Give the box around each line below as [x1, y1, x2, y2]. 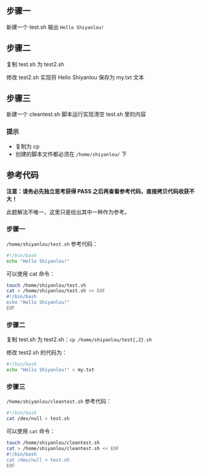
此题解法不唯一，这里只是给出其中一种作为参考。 [6, 208, 130, 216]
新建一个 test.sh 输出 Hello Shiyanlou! [6, 23, 104, 31]
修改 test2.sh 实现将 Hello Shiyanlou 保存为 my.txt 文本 [6, 73, 145, 81]
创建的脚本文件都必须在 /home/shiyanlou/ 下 [15, 150, 127, 158]
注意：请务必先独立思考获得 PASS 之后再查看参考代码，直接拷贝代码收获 [6, 187, 190, 195]
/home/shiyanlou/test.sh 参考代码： [6, 240, 98, 247]
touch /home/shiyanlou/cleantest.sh [6, 440, 100, 446]
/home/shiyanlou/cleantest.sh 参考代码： [6, 398, 112, 405]
